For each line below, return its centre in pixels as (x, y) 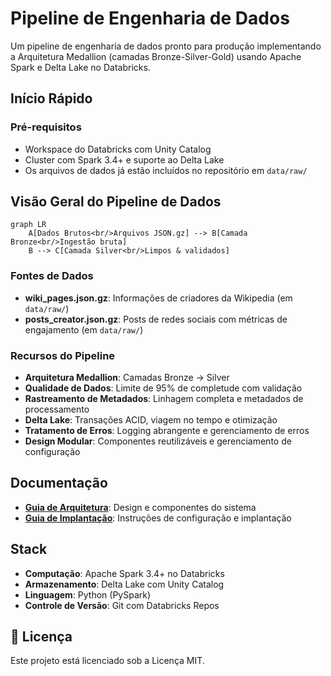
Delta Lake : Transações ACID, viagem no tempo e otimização (151, 420)
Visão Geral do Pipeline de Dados (116, 202)
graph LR (28, 225)
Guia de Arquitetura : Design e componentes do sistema (140, 507)
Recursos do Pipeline (63, 355)
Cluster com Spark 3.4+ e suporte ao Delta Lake (124, 159)
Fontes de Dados (52, 276)
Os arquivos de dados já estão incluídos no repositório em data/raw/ (166, 170)
